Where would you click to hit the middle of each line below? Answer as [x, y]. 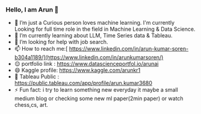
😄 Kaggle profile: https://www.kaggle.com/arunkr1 [77, 70]
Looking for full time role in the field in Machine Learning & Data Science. [105, 29]
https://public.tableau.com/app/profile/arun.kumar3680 [83, 83]
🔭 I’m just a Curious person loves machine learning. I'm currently [94, 23]
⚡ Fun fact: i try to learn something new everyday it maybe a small [96, 90]
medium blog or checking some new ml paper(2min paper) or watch [99, 98]
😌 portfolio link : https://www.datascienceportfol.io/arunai [86, 64]
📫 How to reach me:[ [41, 49]
